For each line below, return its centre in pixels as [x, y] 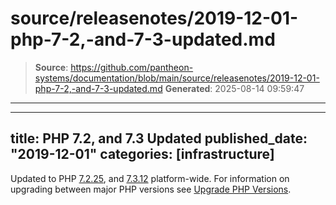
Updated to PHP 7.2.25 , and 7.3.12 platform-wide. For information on [150, 178]
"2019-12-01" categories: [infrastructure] [142, 154]
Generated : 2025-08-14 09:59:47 [234, 88]
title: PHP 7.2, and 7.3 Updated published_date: [159, 138]
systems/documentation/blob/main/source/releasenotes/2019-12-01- [177, 78]
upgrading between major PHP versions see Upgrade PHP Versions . [151, 189]
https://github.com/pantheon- [132, 67]
